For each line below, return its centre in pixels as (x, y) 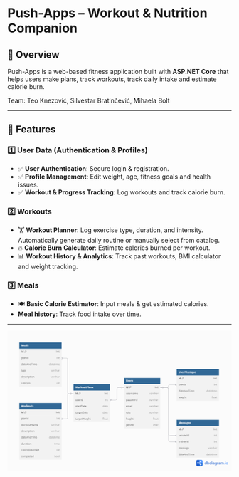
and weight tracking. (48, 266)
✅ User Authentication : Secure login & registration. (93, 168)
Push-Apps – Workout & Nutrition (107, 13)
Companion (43, 28)
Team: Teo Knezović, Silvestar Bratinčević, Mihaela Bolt (89, 100)
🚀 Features (32, 130)
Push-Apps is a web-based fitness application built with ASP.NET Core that (118, 72)
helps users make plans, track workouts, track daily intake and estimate (112, 79)
